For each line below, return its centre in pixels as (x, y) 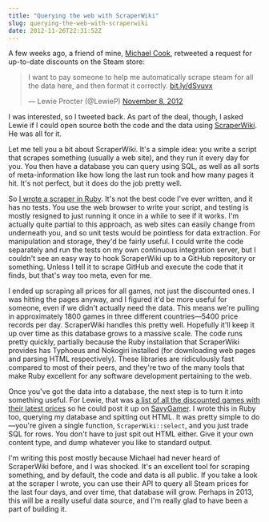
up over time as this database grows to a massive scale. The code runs (125, 334)
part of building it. (38, 509)
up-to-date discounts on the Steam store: (77, 62)
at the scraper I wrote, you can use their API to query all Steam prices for (128, 484)
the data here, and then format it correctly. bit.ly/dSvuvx (120, 86)
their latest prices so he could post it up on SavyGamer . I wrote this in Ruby (132, 408)
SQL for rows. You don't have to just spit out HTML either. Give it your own (131, 434)
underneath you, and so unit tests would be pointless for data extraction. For (134, 233)
